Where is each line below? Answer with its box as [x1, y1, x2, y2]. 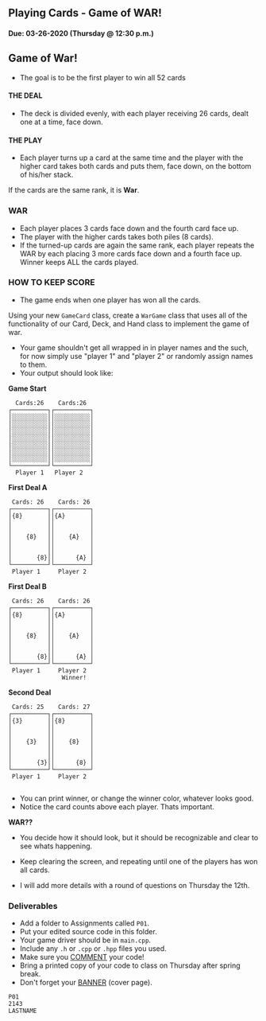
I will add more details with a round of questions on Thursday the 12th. [19, 880, 250, 890]
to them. [19, 360, 48, 369]
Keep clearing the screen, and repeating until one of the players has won [19, 856, 258, 866]
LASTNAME [8, 1007, 37, 1015]
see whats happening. [19, 841, 93, 851]
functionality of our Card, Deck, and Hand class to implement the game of [8, 318, 250, 329]
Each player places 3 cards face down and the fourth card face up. [19, 223, 239, 233]
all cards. [19, 865, 50, 875]
